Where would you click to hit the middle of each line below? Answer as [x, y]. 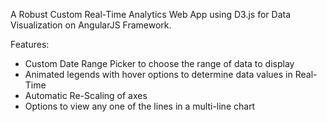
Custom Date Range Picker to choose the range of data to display [159, 63]
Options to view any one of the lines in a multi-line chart [140, 106]
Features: [30, 44]
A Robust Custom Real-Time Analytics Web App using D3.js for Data [151, 14]
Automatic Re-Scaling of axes [86, 95]
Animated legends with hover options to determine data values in [158, 74]
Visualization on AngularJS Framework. [91, 25]
